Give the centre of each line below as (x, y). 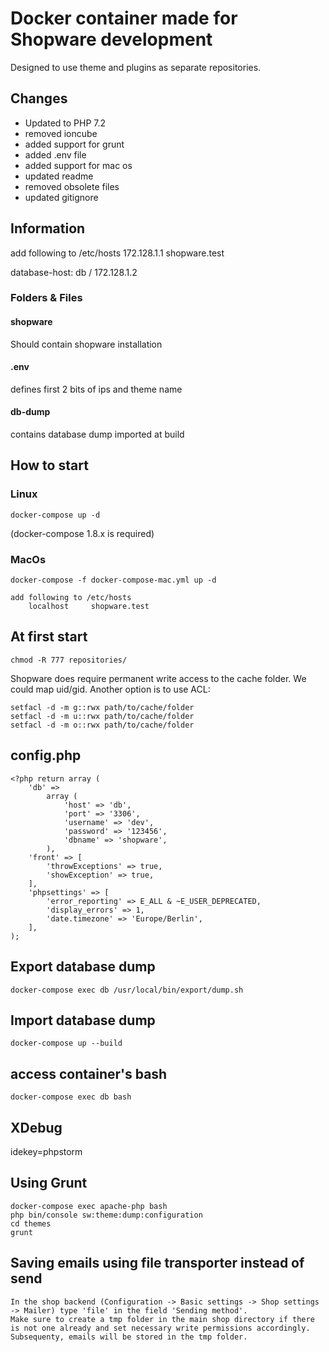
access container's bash (89, 1073)
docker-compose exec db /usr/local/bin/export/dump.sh (127, 990)
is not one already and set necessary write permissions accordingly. (160, 1328)
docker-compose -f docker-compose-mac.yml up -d (113, 580)
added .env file (55, 154)
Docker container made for (124, 18)
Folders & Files (46, 298)
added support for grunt (74, 144)
